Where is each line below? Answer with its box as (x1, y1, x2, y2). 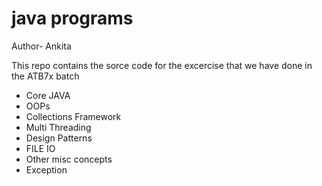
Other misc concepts (25, 153, 113, 165)
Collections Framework (25, 110, 122, 122)
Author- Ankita (11, 40, 72, 52)
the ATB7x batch (11, 70, 80, 82)
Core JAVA (25, 89, 71, 101)
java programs (11, 7, 134, 30)
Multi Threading (25, 121, 92, 133)
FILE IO (25, 142, 56, 154)
